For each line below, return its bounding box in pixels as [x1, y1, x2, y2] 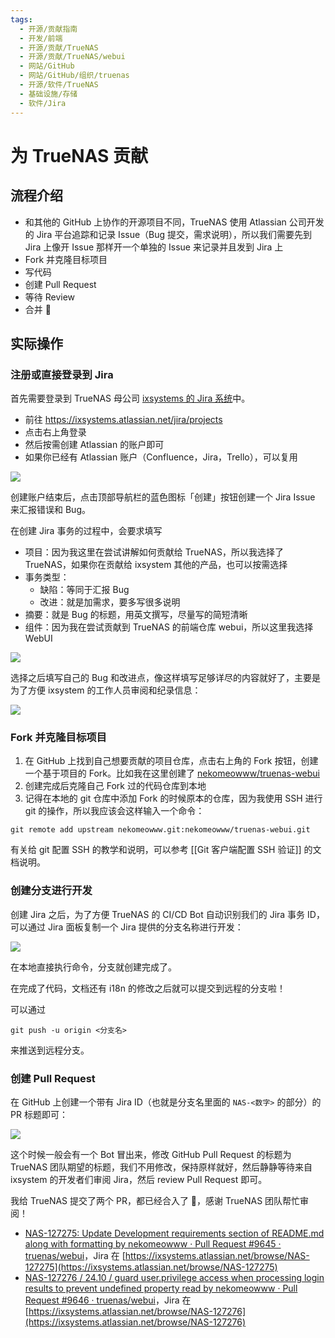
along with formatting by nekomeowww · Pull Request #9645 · [24, 1238, 282, 1250]
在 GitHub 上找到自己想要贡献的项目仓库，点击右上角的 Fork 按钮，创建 [24, 755, 319, 767]
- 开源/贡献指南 [19, 24, 78, 34]
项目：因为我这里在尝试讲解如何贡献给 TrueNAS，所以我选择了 [24, 546, 284, 558]
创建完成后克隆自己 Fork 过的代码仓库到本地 [24, 780, 207, 792]
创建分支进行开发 [10, 884, 93, 898]
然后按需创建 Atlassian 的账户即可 [24, 439, 165, 451]
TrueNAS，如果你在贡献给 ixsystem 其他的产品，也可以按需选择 [24, 559, 288, 571]
